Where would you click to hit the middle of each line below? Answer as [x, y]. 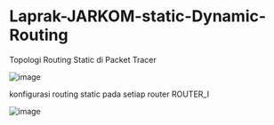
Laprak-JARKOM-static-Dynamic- [138, 16]
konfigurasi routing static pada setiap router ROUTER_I [109, 94]
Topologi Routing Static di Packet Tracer [83, 59]
